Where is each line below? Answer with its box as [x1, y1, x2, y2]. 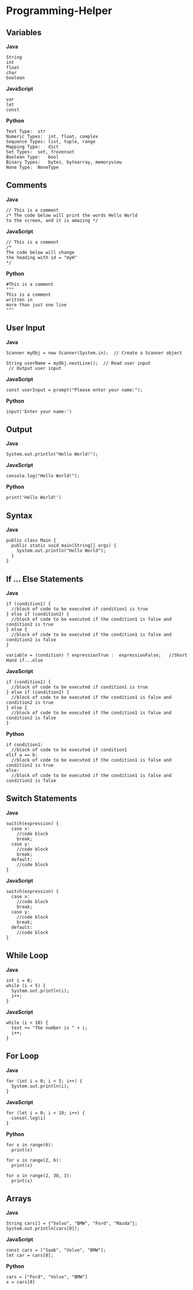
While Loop [6, 951, 49, 961]
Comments [6, 180, 48, 190]
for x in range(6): [6, 1142, 54, 1148]
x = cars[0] [6, 1279, 35, 1285]
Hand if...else [6, 657, 43, 664]
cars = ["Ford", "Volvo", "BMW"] [6, 1274, 88, 1280]
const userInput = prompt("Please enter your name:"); [6, 387, 143, 393]
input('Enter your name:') [6, 408, 72, 414]
